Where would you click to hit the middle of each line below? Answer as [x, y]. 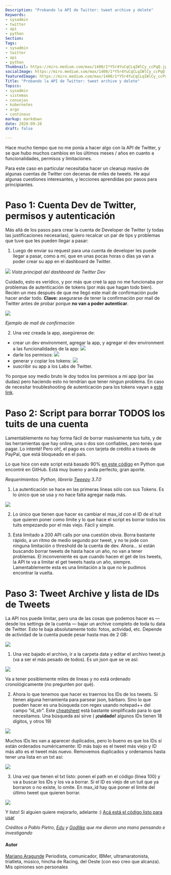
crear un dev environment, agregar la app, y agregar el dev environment [88, 343]
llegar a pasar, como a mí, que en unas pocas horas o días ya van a [83, 256]
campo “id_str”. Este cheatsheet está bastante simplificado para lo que [87, 711]
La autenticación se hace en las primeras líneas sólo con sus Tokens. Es [88, 490]
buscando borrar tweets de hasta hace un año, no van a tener [77, 551]
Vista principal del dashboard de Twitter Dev [59, 272]
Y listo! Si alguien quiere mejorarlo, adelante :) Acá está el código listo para [84, 812]
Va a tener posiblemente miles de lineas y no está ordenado [68, 679]
